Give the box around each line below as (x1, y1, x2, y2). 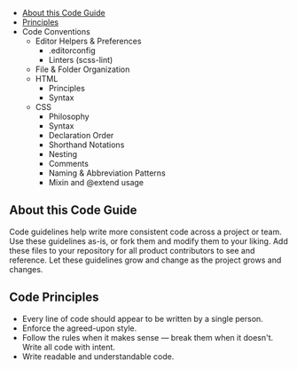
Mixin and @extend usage (48, 177, 145, 187)
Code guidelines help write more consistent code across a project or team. (9, 226, 282, 237)
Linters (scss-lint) (48, 55, 113, 65)
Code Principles (9, 290, 99, 305)
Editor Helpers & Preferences (35, 35, 142, 46)
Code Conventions (21, 27, 90, 36)
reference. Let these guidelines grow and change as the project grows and (9, 255, 282, 265)
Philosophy (48, 111, 90, 122)
